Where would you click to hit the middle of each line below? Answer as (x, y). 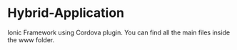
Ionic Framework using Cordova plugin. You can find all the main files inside (119, 32)
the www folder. (31, 39)
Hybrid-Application (66, 13)
